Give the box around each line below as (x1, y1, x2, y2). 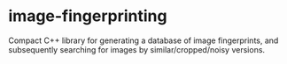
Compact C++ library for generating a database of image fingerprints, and (8, 35, 279, 46)
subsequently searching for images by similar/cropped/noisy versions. (8, 44, 266, 54)
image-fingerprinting (8, 6, 167, 26)
